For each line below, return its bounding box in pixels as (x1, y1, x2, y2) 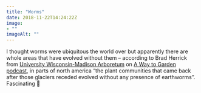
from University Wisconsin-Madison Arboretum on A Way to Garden (6, 61, 176, 68)
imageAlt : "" (6, 31, 39, 37)
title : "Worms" (6, 8, 45, 15)
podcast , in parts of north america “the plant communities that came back (6, 67, 191, 74)
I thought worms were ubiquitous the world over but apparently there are (6, 48, 188, 55)
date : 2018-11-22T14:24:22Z (6, 14, 78, 21)
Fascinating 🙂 (6, 80, 41, 88)
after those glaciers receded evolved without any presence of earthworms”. (6, 74, 196, 81)
